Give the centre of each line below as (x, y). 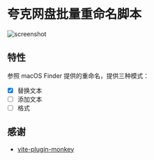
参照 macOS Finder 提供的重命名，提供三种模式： (78, 75)
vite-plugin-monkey (46, 149)
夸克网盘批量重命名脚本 (75, 14)
